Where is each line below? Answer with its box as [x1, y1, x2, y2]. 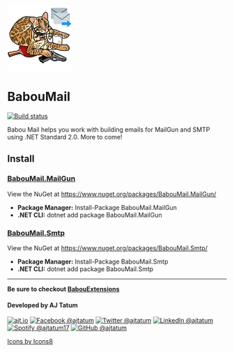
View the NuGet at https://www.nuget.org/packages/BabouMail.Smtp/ [7, 243, 208, 252]
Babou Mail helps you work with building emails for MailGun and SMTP [7, 125, 210, 134]
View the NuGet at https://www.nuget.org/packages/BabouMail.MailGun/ [7, 190, 217, 198]
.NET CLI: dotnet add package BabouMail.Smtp [17, 264, 154, 273]
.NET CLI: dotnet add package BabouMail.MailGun [17, 211, 162, 219]
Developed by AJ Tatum [7, 300, 78, 309]
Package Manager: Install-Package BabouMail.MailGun [17, 203, 178, 211]
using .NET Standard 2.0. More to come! [7, 132, 123, 141]
